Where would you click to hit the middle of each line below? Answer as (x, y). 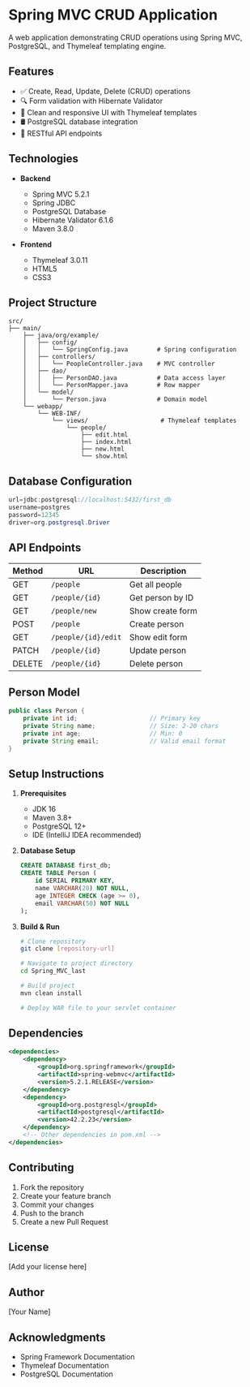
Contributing (41, 1167)
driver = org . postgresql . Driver (59, 522)
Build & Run (40, 926)
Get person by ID (161, 597)
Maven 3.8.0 (53, 228)
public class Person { (47, 711)
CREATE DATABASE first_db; (66, 866)
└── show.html (104, 456)
